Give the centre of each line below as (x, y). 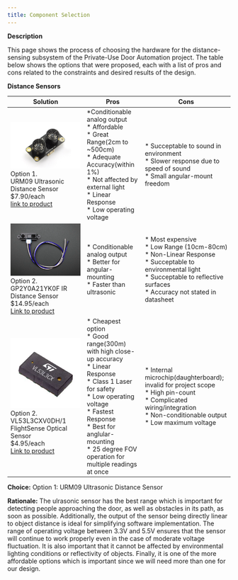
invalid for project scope (180, 385)
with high (100, 351)
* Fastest (100, 411)
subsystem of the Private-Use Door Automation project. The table (127, 57)
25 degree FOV (115, 449)
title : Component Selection (49, 15)
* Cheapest (104, 321)
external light (106, 187)
